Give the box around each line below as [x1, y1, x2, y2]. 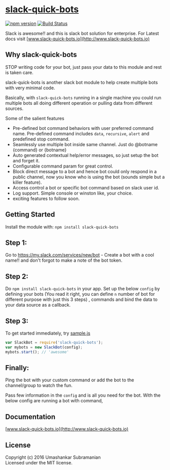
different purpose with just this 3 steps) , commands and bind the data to [5, 296, 158, 302]
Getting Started [5, 210, 55, 219]
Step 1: [5, 238, 27, 247]
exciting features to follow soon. [12, 195, 80, 202]
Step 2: [5, 272, 29, 281]
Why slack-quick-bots [5, 50, 77, 59]
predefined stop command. [12, 136, 70, 142]
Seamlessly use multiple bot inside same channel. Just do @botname [12, 141, 158, 147]
